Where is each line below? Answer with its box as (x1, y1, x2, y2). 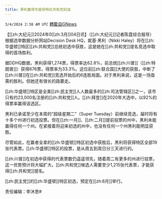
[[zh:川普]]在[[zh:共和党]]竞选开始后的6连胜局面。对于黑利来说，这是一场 (5, 72, 151, 78)
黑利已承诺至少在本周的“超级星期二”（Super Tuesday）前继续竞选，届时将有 (5, 111, 158, 116)
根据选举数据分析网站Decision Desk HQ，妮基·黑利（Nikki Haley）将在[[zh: (5, 37, 155, 43)
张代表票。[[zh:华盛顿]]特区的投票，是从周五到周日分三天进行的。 (5, 145, 136, 151)
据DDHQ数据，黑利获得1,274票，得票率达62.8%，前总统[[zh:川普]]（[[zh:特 (5, 60, 156, 66)
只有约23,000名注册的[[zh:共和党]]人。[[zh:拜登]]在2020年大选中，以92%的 (5, 94, 157, 100)
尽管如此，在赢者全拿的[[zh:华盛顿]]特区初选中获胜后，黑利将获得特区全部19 (5, 139, 157, 145)
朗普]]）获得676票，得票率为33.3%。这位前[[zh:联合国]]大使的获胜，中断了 (5, 66, 156, 72)
